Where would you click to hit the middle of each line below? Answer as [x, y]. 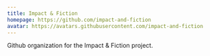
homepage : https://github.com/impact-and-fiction [79, 20]
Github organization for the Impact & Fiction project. [80, 46]
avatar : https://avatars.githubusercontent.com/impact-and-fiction [105, 26]
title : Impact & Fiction [42, 13]
